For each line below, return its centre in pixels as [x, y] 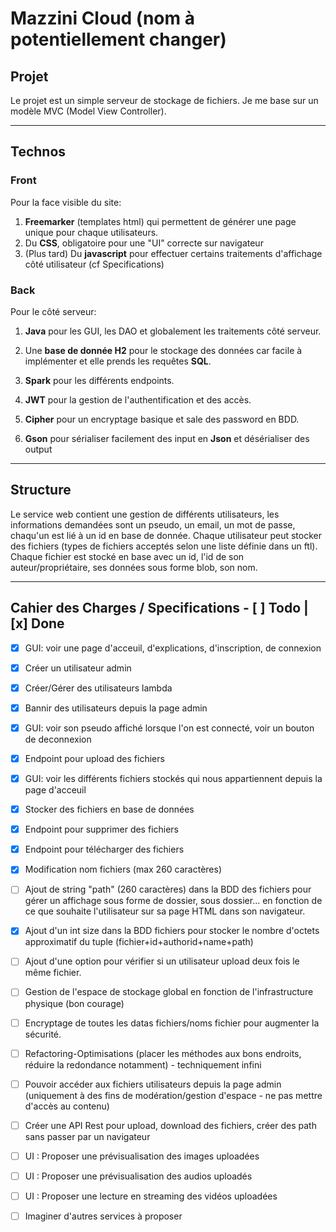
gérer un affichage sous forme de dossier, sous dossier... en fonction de [173, 901]
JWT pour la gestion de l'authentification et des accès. [138, 399]
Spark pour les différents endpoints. [99, 380]
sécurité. [43, 1034]
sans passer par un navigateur [87, 1136]
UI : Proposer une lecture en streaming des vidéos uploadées [151, 1196]
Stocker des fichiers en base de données [109, 809]
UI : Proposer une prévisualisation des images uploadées [142, 1156]
